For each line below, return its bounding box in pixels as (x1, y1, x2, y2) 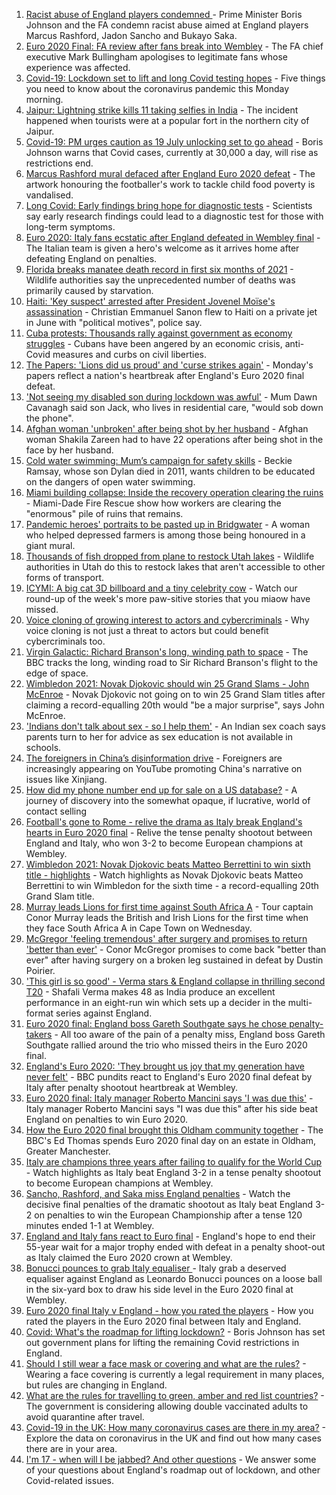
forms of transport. (25, 572, 104, 583)
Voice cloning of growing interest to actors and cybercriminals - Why (25, 614, 310, 626)
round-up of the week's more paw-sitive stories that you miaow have (25, 593, 311, 604)
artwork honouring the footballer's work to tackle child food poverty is (25, 179, 316, 190)
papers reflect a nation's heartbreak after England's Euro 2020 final (25, 370, 305, 381)
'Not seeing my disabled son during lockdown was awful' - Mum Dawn (25, 391, 318, 403)
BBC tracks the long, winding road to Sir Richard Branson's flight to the (25, 657, 319, 668)
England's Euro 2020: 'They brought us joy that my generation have (25, 1060, 305, 1072)
